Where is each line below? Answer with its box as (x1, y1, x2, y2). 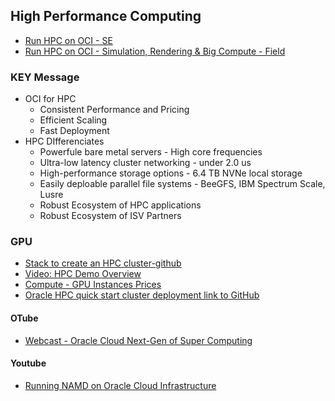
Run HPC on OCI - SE (24, 34, 113, 46)
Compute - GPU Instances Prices (24, 279, 162, 291)
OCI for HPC (24, 93, 77, 105)
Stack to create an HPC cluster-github (24, 257, 182, 269)
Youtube (10, 357, 47, 369)
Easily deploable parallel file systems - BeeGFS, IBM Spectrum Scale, (39, 178, 326, 190)
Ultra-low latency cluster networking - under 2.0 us (39, 157, 252, 169)
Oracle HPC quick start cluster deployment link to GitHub (24, 289, 260, 301)
